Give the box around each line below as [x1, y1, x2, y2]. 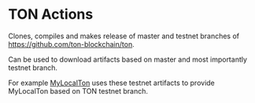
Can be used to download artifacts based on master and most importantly [8, 55, 248, 64]
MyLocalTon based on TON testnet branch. [8, 86, 148, 95]
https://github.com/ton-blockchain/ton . [8, 39, 135, 48]
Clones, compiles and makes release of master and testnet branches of [8, 31, 240, 41]
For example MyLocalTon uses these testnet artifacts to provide [8, 78, 215, 87]
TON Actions [8, 5, 94, 23]
